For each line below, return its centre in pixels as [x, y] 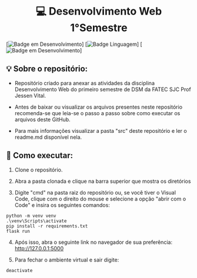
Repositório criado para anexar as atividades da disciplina [84, 83]
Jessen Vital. [30, 95]
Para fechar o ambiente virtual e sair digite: [67, 260]
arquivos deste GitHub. [42, 119]
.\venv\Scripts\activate [36, 221]
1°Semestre [99, 28]
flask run [18, 231]
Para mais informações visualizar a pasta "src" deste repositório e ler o [101, 130]
